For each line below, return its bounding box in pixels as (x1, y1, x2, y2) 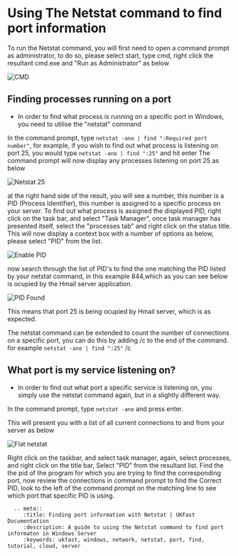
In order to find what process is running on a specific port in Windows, (17, 112, 225, 120)
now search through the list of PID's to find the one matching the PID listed (7, 264, 226, 273)
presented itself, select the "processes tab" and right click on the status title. (7, 221, 232, 230)
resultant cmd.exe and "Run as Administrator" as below (7, 58, 169, 67)
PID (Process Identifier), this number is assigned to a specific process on (7, 199, 221, 207)
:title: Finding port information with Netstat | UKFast (23, 511, 195, 518)
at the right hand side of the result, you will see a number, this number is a (7, 191, 225, 200)
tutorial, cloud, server (7, 542, 81, 550)
